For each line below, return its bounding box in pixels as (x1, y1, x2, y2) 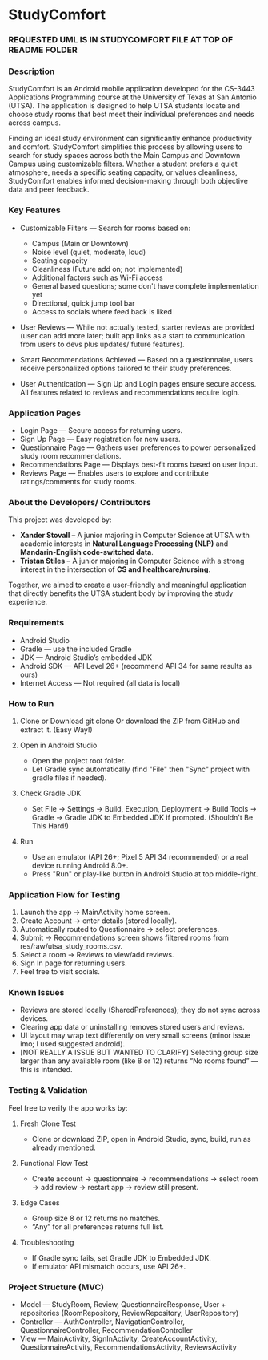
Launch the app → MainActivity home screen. (19, 908, 170, 917)
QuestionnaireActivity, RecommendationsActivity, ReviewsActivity (19, 1342, 238, 1352)
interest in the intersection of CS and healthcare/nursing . (19, 565, 210, 574)
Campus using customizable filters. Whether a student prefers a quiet (8, 159, 238, 169)
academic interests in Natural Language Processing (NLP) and (19, 539, 229, 548)
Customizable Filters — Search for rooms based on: (19, 223, 190, 233)
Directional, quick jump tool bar (31, 298, 135, 308)
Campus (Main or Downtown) (31, 238, 130, 248)
